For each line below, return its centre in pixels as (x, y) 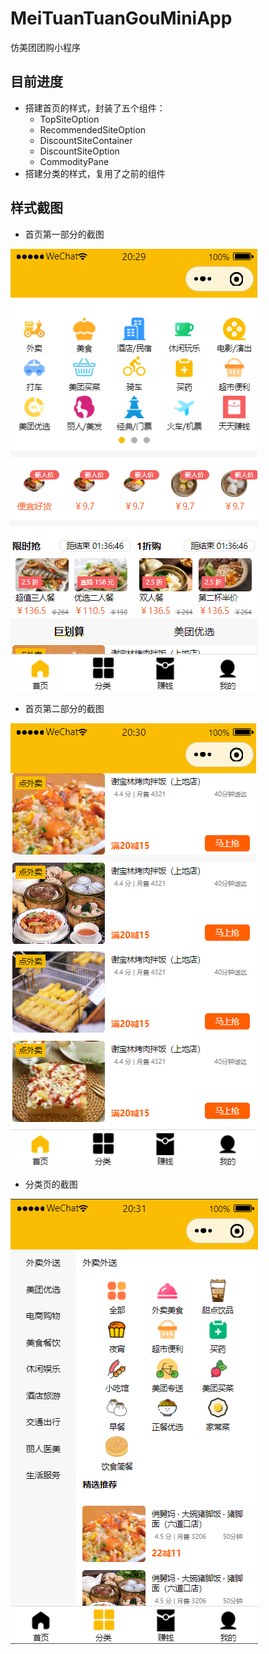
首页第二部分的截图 (64, 708)
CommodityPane (74, 161)
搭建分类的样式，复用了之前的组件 (95, 173)
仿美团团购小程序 (45, 47)
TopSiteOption (69, 119)
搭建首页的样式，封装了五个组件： (95, 108)
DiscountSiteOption (79, 151)
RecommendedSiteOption (93, 129)
